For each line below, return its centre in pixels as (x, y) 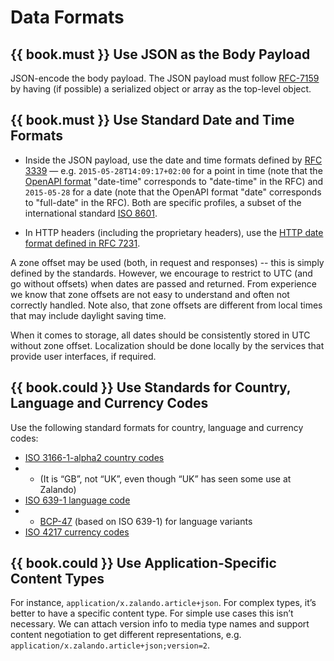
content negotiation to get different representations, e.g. (126, 635)
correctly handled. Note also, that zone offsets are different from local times (166, 305)
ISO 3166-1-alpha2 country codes (94, 457)
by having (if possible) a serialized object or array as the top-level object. (161, 89)
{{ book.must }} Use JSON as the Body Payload (160, 54)
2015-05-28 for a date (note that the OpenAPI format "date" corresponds (173, 192)
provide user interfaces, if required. (83, 356)
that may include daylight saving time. (88, 315)
